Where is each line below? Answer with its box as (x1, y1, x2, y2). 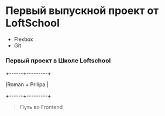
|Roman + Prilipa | (5, 81, 49, 88)
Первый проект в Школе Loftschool (5, 57, 111, 65)
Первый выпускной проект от (5, 4, 159, 17)
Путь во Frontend (19, 104, 63, 111)
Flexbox (13, 36, 33, 43)
